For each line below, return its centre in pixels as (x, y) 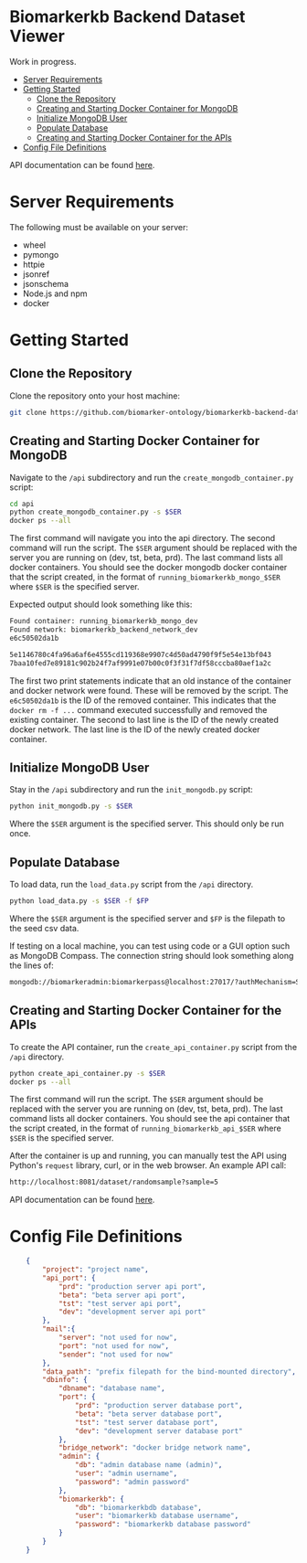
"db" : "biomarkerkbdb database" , (138, 1507)
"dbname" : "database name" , (112, 1388)
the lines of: (32, 965)
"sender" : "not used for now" (116, 1355)
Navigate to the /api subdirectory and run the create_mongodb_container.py (152, 477)
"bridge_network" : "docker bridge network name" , (154, 1448)
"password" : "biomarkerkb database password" (163, 1525)
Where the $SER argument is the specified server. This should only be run (147, 824)
